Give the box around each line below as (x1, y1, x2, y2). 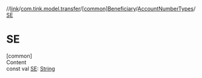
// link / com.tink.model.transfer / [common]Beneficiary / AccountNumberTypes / (6, 5, 196, 12)
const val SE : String (6, 65, 56, 72)
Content (6, 58, 27, 65)
